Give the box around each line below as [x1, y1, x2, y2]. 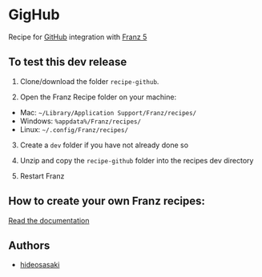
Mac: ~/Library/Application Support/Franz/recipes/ [19, 107, 197, 117]
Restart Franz [19, 171, 65, 181]
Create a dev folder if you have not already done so [19, 140, 189, 150]
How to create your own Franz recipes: [8, 195, 206, 208]
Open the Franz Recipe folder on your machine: [19, 92, 177, 102]
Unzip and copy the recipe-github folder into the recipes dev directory [19, 155, 254, 165]
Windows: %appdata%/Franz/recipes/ [19, 116, 142, 126]
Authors [8, 239, 50, 252]
